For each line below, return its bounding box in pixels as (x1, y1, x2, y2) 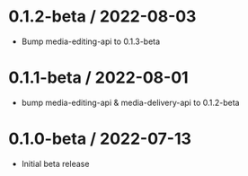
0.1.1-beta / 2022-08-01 (8, 67, 190, 88)
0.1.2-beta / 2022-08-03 (8, 6, 197, 27)
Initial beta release (21, 158, 90, 169)
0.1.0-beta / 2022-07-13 (8, 128, 192, 149)
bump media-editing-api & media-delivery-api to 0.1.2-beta (21, 97, 240, 108)
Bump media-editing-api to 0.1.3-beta (21, 36, 161, 47)
